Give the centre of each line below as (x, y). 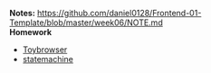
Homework (31, 32)
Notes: (23, 13)
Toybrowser (45, 50)
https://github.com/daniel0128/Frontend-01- (120, 13)
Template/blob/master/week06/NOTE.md (86, 23)
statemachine (48, 59)
